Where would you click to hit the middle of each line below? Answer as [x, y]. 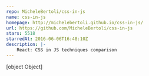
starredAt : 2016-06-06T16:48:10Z [47, 39]
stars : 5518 [21, 34]
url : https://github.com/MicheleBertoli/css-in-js [69, 28]
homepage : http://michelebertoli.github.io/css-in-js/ [75, 22]
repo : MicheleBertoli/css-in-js [46, 11]
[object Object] [24, 67]
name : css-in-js [26, 17]
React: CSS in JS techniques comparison [67, 50]
